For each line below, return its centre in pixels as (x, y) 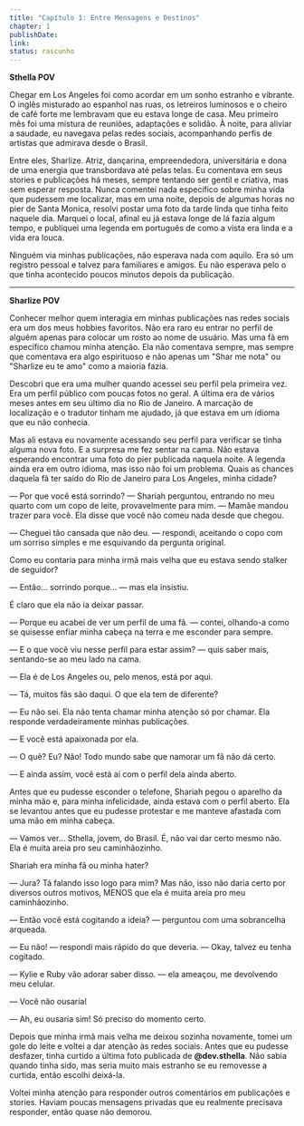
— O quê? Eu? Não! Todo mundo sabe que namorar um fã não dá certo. (142, 757)
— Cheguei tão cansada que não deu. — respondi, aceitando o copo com (146, 533)
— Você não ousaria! (48, 1002)
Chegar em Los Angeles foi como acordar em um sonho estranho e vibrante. (152, 95)
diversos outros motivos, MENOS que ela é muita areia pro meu (128, 893)
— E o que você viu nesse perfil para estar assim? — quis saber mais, (139, 650)
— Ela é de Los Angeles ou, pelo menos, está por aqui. (111, 677)
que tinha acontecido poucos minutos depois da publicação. (122, 275)
